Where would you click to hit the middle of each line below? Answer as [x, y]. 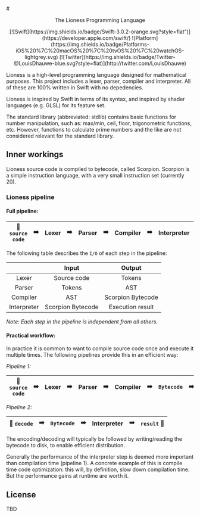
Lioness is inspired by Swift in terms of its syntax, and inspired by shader [96, 99]
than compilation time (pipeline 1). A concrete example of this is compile [94, 463]
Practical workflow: [31, 335]
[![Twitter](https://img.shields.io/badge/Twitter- [117, 57]
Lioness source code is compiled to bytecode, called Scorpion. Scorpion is [98, 169]
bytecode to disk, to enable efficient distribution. [65, 446]
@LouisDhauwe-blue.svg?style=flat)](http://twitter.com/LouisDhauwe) [100, 63]
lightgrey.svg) [41, 57]
